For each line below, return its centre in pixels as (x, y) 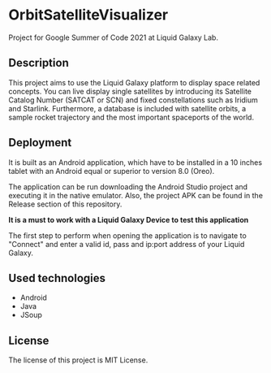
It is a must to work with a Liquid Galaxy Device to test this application (129, 219)
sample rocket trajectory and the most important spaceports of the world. (131, 117)
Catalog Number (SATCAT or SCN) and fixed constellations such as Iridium (133, 100)
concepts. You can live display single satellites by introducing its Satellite (130, 91)
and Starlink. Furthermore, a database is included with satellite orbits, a (127, 108)
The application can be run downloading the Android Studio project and (128, 186)
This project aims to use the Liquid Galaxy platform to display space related (134, 82)
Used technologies (57, 278)
